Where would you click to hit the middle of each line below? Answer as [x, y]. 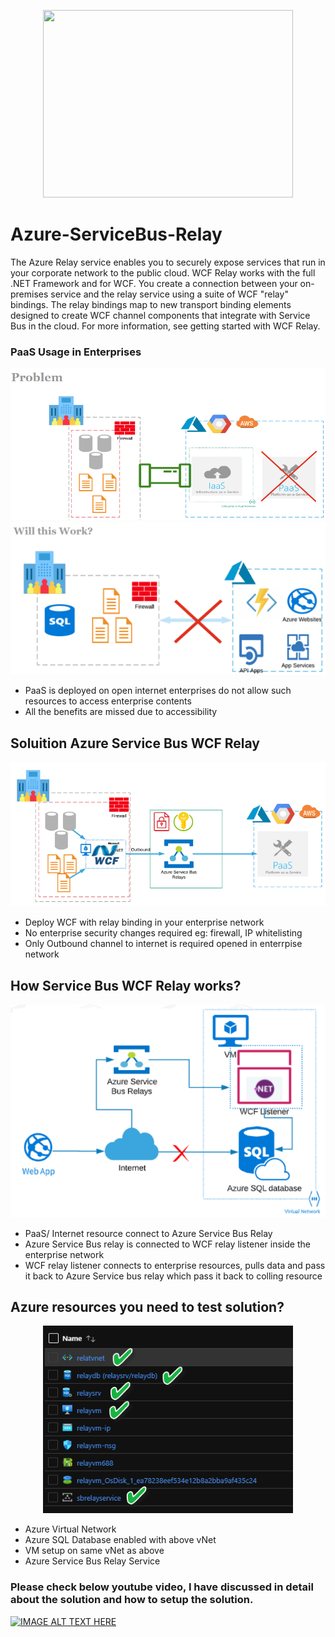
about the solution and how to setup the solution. [132, 1600]
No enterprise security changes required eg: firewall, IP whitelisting [163, 933]
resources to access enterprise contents [108, 701]
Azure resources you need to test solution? [147, 1307]
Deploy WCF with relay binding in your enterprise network [144, 922]
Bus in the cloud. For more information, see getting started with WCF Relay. [165, 326]
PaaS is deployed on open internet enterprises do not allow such [158, 691]
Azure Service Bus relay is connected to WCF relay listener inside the [167, 1244]
